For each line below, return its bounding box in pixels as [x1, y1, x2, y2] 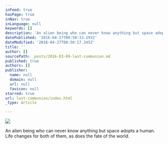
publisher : [5, 68, 28, 73]
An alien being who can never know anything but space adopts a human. [5, 128, 155, 134]
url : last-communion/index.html [5, 95, 72, 100]
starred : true [5, 91, 35, 96]
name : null [9, 72, 32, 77]
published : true [5, 58, 39, 63]
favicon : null [9, 86, 39, 91]
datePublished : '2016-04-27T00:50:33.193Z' [5, 35, 97, 40]
